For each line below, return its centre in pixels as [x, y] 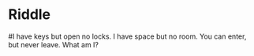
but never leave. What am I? [53, 44]
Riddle [30, 15]
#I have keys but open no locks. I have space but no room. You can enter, [127, 36]
